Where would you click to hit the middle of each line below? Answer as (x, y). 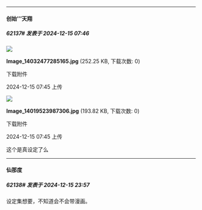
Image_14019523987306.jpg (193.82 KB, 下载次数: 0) (73, 111)
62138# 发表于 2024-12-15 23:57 (48, 185)
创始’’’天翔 (20, 18)
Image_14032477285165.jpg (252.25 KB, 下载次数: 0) (73, 61)
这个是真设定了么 (27, 149)
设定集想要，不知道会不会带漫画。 (48, 201)
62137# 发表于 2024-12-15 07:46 (48, 33)
